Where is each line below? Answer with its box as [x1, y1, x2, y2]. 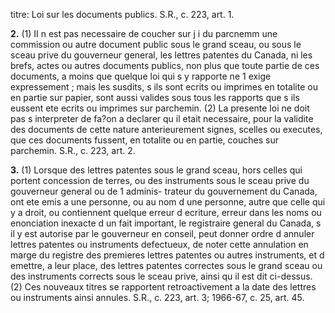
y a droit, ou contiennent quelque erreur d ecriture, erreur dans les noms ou [10, 207, 322, 218]
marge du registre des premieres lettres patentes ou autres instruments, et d [10, 249, 325, 261]
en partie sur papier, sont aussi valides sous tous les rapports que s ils [10, 92, 300, 103]
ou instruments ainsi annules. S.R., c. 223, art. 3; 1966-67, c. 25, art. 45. [10, 292, 305, 303]
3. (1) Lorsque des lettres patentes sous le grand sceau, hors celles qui [10, 164, 303, 176]
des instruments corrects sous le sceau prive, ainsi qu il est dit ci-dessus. [10, 270, 313, 282]
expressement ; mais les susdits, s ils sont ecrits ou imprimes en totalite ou [10, 81, 318, 93]
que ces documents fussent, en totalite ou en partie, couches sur [10, 134, 279, 146]
